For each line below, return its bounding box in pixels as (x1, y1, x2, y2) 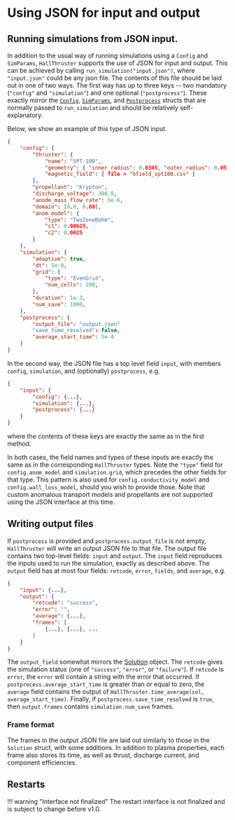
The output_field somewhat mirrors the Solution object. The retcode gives (7, 657, 223, 667)
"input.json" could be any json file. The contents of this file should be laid (7, 74, 222, 82)
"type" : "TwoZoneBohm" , (44, 216, 114, 224)
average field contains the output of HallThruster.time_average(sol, (7, 688, 205, 696)
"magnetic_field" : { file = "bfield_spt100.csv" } (44, 170, 196, 178)
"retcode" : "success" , (32, 599, 99, 607)
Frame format (7, 720, 55, 730)
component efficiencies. (7, 758, 78, 767)
